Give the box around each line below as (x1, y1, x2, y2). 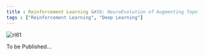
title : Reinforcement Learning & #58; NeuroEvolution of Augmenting (6, 8, 184, 15)
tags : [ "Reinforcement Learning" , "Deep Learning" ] (6, 15, 143, 21)
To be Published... (6, 43, 52, 50)
